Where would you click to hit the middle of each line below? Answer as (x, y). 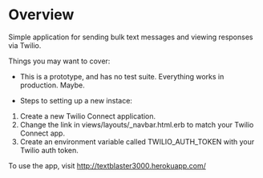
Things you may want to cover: (59, 61)
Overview (41, 15)
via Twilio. (25, 45)
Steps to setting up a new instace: (76, 100)
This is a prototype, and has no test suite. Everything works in (122, 76)
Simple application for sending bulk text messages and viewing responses (131, 37)
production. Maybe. (53, 85)
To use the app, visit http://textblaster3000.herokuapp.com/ (107, 165)
